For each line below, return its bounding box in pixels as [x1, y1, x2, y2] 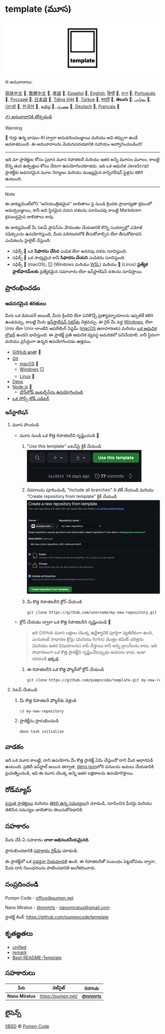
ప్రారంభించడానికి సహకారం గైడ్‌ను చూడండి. [5, 847, 79, 853]
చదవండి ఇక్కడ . [31, 655, 60, 661]
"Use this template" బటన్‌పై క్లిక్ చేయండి [27, 443, 102, 449]
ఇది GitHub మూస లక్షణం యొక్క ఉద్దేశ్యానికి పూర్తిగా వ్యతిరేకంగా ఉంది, [31, 629, 153, 636]
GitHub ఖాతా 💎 [12, 349, 41, 355]
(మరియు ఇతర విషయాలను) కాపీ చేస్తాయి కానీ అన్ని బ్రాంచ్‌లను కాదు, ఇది [31, 643, 157, 648]
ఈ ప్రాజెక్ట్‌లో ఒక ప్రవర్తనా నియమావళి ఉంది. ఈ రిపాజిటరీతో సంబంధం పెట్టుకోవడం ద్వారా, [5, 858, 156, 864]
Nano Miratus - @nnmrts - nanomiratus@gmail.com [5, 905, 110, 910]
